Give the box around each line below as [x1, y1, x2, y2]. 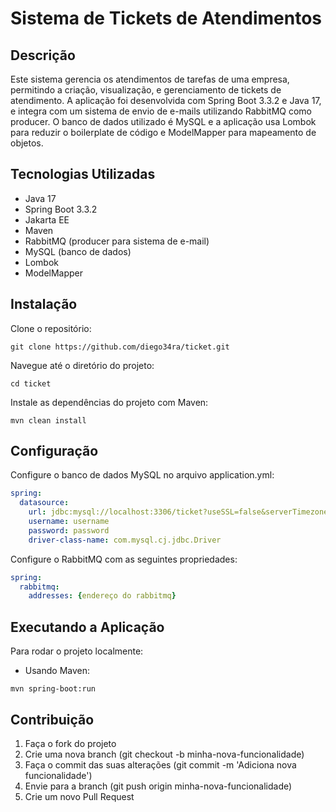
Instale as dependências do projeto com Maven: [10, 396, 209, 408]
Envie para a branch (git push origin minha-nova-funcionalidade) [24, 780, 293, 792]
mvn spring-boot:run [10, 684, 97, 694]
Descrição [10, 47, 76, 64]
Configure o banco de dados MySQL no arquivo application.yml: [10, 469, 275, 481]
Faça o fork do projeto [24, 737, 117, 749]
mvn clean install [10, 415, 87, 426]
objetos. [10, 137, 44, 149]
